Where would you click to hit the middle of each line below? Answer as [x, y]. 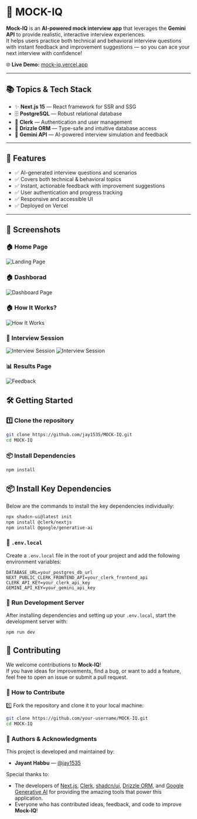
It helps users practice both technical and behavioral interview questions [94, 40]
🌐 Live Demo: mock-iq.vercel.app [47, 64]
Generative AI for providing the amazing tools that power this [88, 792]
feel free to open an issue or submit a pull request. [67, 677]
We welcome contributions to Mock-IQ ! [54, 664]
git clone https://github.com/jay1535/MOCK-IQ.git [69, 435]
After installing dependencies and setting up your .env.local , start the [91, 616]
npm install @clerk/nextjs [39, 522]
